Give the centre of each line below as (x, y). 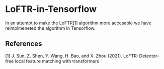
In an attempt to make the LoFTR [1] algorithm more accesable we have (78, 23)
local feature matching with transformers (57, 61)
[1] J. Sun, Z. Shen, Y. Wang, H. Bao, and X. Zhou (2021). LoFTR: (72, 56)
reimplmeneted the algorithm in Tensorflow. (50, 28)
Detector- (149, 56)
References (24, 44)
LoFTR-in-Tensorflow (51, 9)
